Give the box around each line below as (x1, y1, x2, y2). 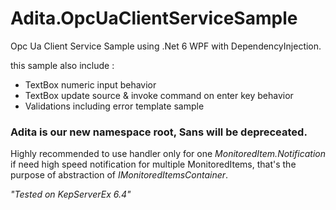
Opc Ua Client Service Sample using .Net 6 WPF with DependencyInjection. (10, 40, 322, 52)
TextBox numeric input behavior (24, 78, 157, 91)
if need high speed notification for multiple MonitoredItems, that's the (10, 158, 297, 171)
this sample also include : (10, 59, 115, 71)
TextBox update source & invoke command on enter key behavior (24, 89, 294, 101)
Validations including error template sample (24, 100, 205, 112)
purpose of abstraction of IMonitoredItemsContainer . (10, 169, 229, 181)
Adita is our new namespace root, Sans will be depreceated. (10, 125, 308, 139)
